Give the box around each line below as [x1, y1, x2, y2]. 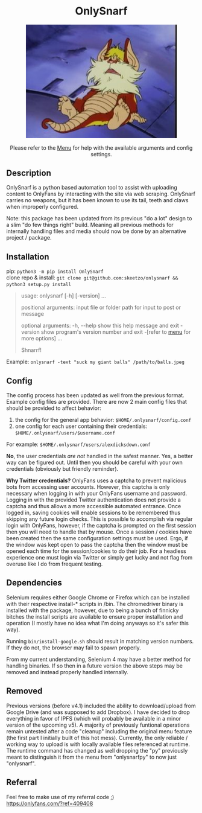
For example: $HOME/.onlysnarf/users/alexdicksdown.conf [6, 441, 151, 448]
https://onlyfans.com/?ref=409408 [6, 800, 93, 807]
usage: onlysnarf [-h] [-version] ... [21, 292, 107, 299]
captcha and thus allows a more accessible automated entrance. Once [6, 503, 181, 510]
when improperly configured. [6, 203, 79, 211]
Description [6, 168, 51, 179]
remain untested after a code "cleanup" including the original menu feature [6, 727, 192, 735]
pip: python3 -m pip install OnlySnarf [6, 267, 104, 275]
